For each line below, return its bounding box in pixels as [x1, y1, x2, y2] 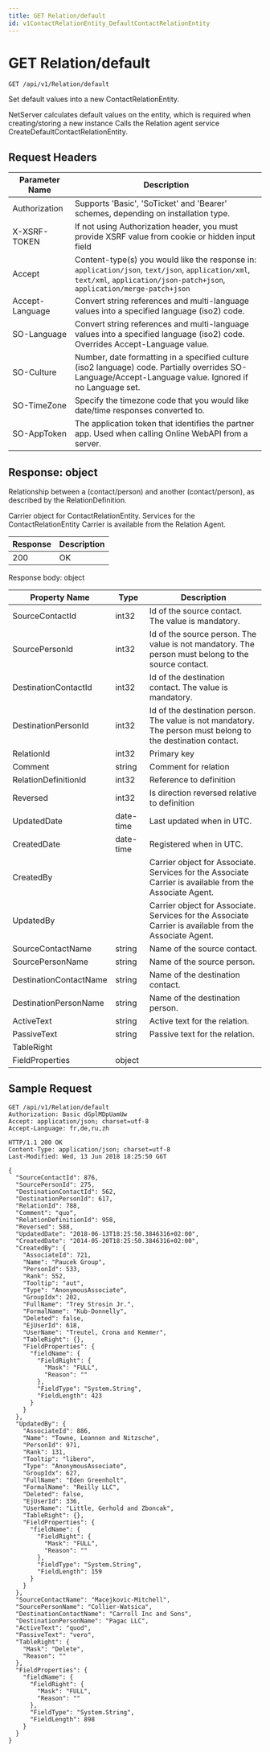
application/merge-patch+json [75, 285, 190, 293]
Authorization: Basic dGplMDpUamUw [8, 1110, 128, 1118]
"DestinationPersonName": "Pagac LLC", [15, 1617, 149, 1625]
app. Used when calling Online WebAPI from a [75, 428, 248, 439]
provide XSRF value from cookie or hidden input [75, 231, 256, 242]
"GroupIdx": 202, [22, 1293, 81, 1301]
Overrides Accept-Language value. [75, 339, 209, 350]
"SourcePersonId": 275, [15, 1180, 95, 1188]
